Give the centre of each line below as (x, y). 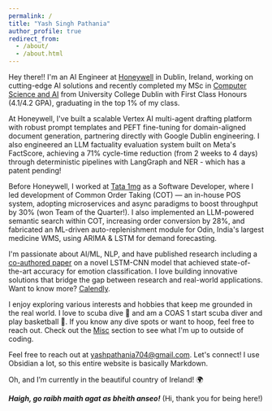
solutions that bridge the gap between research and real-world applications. (136, 280)
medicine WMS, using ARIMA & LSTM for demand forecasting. (113, 238)
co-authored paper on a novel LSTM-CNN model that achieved (114, 262)
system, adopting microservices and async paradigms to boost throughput (133, 203)
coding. (21, 339)
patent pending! (35, 171)
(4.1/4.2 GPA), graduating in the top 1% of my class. (94, 103)
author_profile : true (45, 31)
